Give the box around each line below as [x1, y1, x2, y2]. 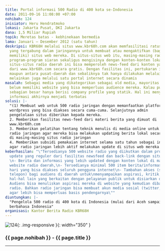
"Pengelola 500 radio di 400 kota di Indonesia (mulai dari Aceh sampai [9, 199, 162, 204]
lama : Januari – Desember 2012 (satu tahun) [5, 39, 98, 44]
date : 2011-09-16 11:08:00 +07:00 [5, 12, 76, 17]
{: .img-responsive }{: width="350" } [17, 222, 91, 228]
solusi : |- [5, 99, 27, 104]
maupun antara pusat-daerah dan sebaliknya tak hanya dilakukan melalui [9, 71, 162, 76]
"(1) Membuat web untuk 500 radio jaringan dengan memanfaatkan [9, 103, 144, 108]
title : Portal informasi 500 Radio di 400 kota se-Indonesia [5, 7, 133, 12]
